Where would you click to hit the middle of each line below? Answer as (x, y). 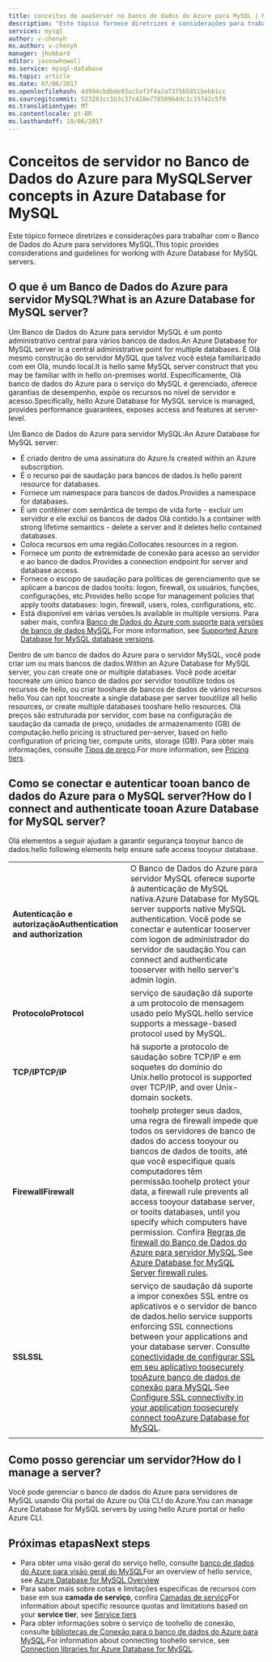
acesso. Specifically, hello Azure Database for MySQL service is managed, (132, 401)
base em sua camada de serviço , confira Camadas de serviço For (130, 1597)
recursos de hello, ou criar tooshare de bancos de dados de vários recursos (135, 689)
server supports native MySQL (188, 909)
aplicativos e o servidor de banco (193, 1306)
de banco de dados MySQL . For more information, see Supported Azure (139, 630)
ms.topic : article (39, 76)
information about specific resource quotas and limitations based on (134, 1606)
